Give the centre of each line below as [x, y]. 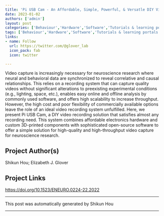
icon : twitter [24, 55]
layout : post [18, 23]
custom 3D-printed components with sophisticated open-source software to [82, 125]
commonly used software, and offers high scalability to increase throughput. [82, 99]
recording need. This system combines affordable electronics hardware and [81, 120]
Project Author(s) [32, 151]
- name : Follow [20, 42]
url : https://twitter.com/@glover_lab [49, 46]
